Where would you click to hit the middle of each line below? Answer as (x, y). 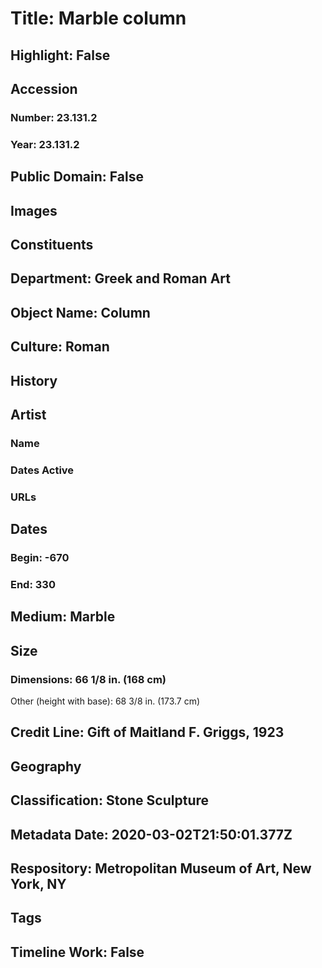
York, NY (38, 883)
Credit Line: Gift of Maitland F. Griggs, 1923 (147, 732)
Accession (44, 88)
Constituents (52, 244)
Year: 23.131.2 (45, 144)
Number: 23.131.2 (54, 117)
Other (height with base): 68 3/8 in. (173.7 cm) (105, 701)
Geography (46, 766)
